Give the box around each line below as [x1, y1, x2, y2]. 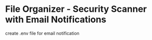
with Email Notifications [5, 14, 106, 25]
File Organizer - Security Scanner [5, 3, 147, 15]
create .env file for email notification [5, 30, 80, 36]
